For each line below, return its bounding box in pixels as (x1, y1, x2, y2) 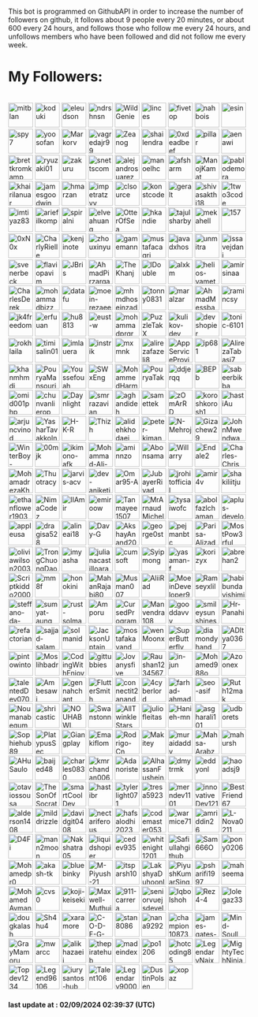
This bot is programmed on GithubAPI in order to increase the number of (8, 7, 244, 16)
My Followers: (8, 68, 103, 86)
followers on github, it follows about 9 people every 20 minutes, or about (8, 15, 245, 24)
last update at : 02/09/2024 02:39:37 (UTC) (8, 1000, 155, 1009)
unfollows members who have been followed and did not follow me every (8, 32, 246, 41)
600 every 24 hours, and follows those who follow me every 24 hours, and (8, 24, 251, 32)
